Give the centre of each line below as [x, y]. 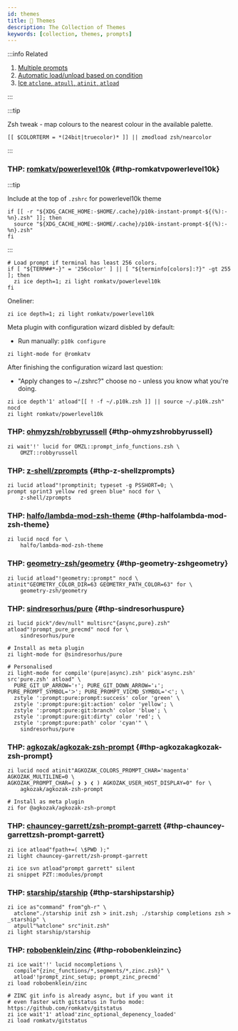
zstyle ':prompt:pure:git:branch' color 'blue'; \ [90, 711]
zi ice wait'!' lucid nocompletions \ [65, 965]
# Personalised [30, 667]
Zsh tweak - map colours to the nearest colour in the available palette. [110, 125]
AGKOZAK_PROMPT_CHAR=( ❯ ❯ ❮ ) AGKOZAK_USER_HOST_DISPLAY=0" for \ [110, 783]
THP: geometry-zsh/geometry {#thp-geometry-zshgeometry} [118, 563]
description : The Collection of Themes [67, 27]
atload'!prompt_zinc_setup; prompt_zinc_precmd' [87, 977]
